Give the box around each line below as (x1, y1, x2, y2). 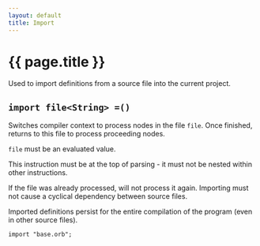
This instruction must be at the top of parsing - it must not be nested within (8, 159, 253, 170)
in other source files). (8, 215, 78, 225)
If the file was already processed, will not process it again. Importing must (8, 183, 249, 193)
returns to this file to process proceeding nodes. (8, 129, 166, 139)
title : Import (8, 19, 55, 27)
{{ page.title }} (8, 53, 106, 71)
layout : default (8, 11, 62, 20)
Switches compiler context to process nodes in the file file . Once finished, (8, 121, 253, 130)
